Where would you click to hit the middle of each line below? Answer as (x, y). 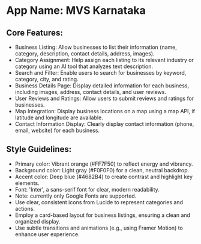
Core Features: (34, 33)
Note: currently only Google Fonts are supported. (76, 196)
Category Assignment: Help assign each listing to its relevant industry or (104, 60)
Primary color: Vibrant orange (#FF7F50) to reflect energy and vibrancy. (104, 164)
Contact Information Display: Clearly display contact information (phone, (104, 124)
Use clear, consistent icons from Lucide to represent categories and (99, 202)
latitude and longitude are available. (59, 117)
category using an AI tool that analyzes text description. (84, 66)
